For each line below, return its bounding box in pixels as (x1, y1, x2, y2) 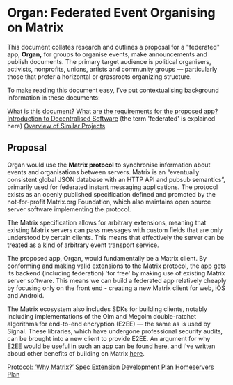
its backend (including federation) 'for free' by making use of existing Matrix (7, 269, 225, 277)
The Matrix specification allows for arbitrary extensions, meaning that (7, 218, 207, 227)
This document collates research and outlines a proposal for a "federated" (7, 43, 220, 51)
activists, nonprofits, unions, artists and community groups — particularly (7, 65, 218, 73)
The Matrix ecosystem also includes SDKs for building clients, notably (7, 305, 207, 313)
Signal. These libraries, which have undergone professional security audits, (7, 326, 223, 335)
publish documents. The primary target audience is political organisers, (7, 57, 211, 66)
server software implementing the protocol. (7, 204, 131, 213)
